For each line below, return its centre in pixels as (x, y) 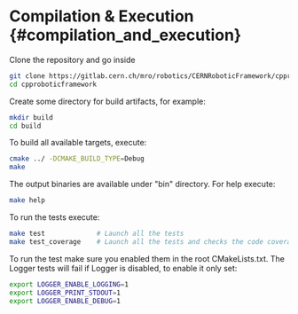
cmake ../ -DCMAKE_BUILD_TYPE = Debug (77, 159)
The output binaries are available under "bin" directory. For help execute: (142, 184)
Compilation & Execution (102, 16)
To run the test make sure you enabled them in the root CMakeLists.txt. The (147, 258)
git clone (27, 76)
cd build (25, 126)
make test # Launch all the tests (97, 234)
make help (27, 200)
